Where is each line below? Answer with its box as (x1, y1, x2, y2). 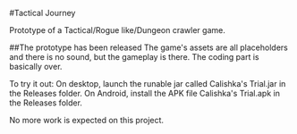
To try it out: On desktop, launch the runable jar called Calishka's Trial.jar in (9, 79, 286, 88)
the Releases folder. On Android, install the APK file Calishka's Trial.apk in (9, 88, 280, 98)
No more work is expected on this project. (9, 115, 164, 125)
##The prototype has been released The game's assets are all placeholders (9, 42, 288, 53)
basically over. (9, 62, 63, 71)
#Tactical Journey (9, 8, 76, 18)
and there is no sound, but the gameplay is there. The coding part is (9, 52, 259, 62)
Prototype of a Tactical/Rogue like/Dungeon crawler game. (9, 25, 225, 35)
